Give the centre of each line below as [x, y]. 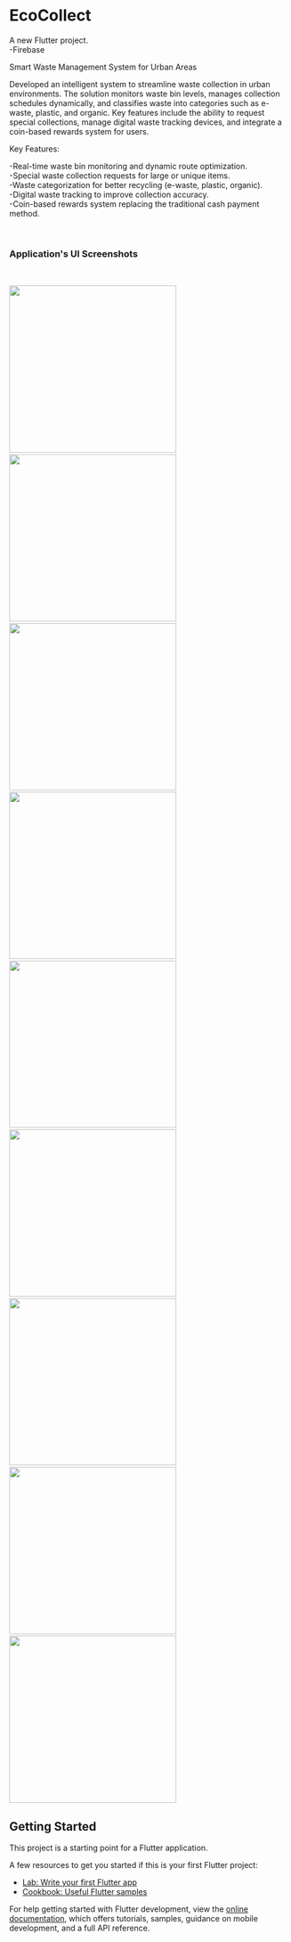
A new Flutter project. [49, 40]
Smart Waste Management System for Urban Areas [103, 67]
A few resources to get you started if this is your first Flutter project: [133, 1865]
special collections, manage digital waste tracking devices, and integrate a [145, 122]
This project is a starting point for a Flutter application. [109, 1848]
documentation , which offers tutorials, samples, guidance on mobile [133, 1919]
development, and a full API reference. [80, 1928]
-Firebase [27, 49]
